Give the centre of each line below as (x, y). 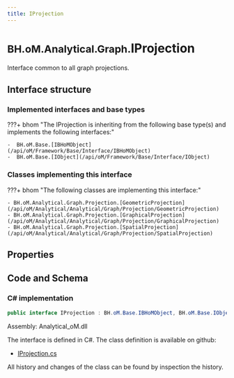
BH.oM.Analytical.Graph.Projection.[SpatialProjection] (96, 227)
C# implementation (40, 298)
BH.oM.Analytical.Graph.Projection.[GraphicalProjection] (100, 215)
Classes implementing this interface (70, 175)
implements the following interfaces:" (61, 132)
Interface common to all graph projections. (69, 68)
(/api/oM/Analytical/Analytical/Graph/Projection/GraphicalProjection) (113, 221)
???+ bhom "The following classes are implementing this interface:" (104, 190)
